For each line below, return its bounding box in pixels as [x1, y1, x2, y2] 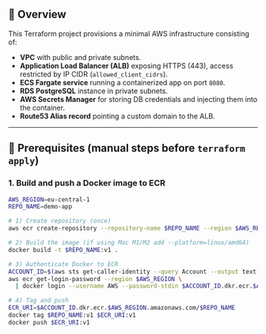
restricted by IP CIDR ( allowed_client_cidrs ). [19, 69, 169, 79]
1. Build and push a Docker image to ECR [8, 178, 166, 189]
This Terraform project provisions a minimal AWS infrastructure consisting [8, 28, 249, 38]
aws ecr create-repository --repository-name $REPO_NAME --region [8, 224, 232, 233]
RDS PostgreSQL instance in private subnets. [19, 86, 169, 96]
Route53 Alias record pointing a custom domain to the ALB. [19, 111, 215, 121]
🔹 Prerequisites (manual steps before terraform [8, 141, 245, 155]
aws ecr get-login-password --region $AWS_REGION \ [8, 275, 182, 283]
